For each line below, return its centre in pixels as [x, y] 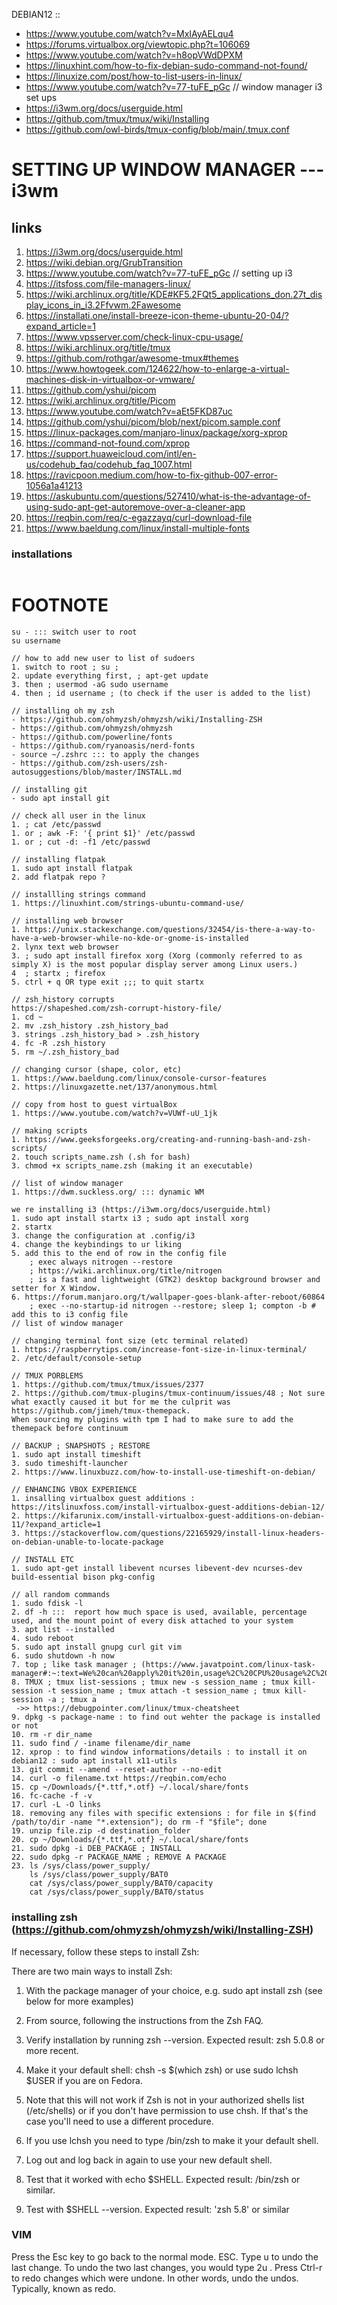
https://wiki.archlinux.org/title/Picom [100, 400]
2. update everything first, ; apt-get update [110, 676]
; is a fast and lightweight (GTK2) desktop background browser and [175, 1280]
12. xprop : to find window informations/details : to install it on [159, 1752]
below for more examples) [79, 2001]
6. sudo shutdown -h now [63, 1656]
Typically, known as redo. [64, 2288]
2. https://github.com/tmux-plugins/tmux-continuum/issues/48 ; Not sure [168, 1394]
